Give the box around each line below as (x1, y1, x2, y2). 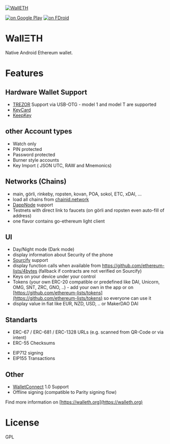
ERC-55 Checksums (12, 340, 55, 346)
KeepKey (12, 112, 32, 118)
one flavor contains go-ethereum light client (12, 218, 105, 224)
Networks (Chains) (5, 177, 67, 186)
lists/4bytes (12, 268, 38, 274)
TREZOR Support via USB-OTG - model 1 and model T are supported (12, 101, 157, 107)
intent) (12, 335, 27, 341)
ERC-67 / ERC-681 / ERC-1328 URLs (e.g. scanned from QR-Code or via (12, 329, 164, 335)
